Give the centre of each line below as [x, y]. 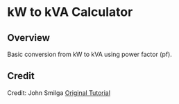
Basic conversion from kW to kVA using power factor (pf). [89, 54]
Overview [29, 38]
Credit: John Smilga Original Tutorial [59, 93]
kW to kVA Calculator [70, 12]
